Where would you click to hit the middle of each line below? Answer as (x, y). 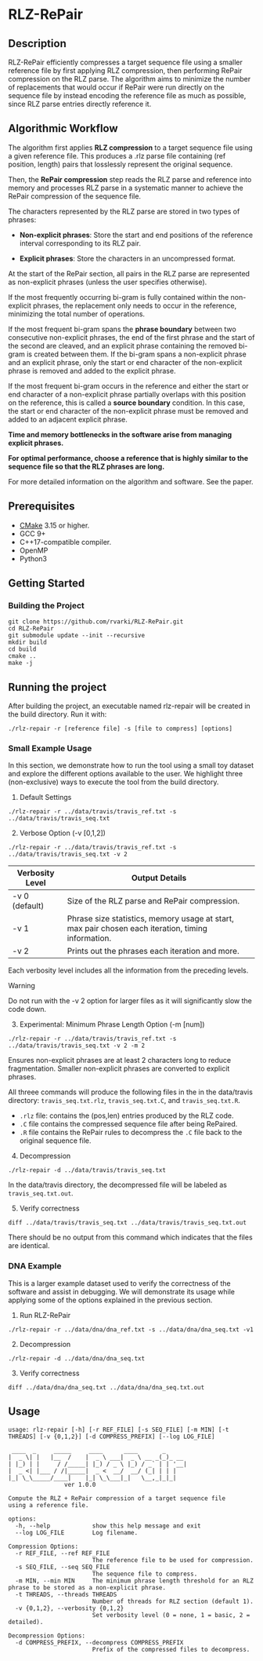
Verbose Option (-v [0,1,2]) (62, 833)
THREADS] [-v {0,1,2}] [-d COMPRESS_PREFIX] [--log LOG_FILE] (112, 1436)
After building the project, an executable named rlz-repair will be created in (129, 706)
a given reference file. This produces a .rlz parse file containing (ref (117, 155)
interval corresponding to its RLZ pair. (80, 243)
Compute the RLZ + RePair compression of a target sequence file (117, 1498)
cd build (22, 649)
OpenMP (34, 550)
